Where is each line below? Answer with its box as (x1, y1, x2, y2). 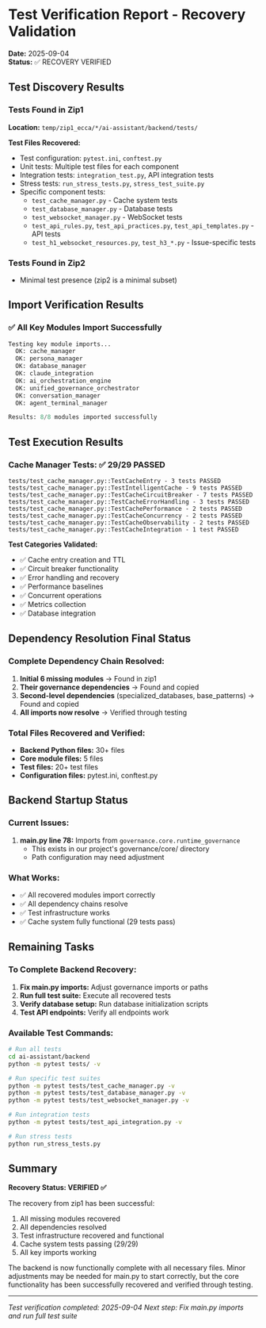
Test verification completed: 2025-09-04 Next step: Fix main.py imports (8, 1303, 244, 1312)
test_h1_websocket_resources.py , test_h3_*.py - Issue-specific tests (31, 237, 256, 247)
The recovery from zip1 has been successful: (8, 1199, 155, 1208)
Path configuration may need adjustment (31, 852, 165, 862)
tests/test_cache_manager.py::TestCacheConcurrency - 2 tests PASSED (8, 512, 243, 520)
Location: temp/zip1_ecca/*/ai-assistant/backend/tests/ (8, 122, 198, 132)
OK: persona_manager (15, 355, 83, 363)
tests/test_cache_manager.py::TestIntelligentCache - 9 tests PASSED (8, 484, 243, 493)
